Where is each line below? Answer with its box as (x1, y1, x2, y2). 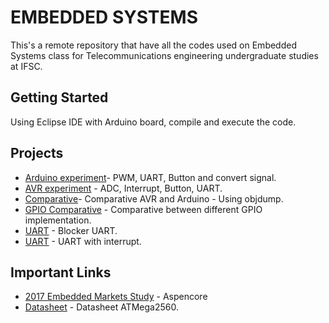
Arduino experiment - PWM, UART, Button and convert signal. (24, 171, 277, 183)
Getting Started (10, 89, 109, 106)
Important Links (10, 264, 112, 281)
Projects (10, 145, 64, 162)
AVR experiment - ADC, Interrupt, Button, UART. (24, 182, 223, 194)
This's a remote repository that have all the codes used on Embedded (10, 39, 297, 51)
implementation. (24, 214, 92, 226)
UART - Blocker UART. (24, 224, 118, 236)
